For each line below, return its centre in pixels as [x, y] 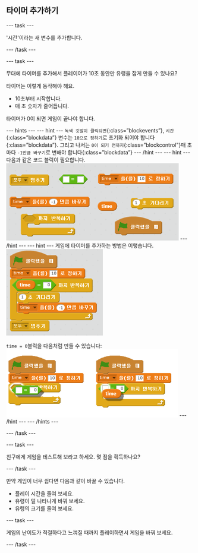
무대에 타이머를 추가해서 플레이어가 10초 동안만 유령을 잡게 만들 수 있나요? [92, 73]
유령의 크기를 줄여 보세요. [44, 508]
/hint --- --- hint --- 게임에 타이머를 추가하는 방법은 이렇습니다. [80, 245]
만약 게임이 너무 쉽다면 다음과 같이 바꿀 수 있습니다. [65, 481]
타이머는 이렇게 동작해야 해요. [40, 86]
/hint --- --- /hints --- [32, 421]
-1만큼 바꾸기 [31, 153]
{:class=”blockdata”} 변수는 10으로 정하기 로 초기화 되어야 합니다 [81, 137]
